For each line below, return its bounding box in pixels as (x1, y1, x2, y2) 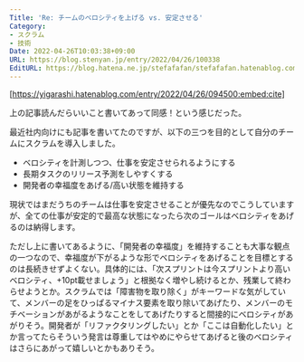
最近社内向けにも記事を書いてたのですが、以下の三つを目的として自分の (9, 126, 279, 137)
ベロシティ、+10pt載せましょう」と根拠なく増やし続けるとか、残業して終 (9, 274, 283, 285)
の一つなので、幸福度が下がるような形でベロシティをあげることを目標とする (9, 252, 294, 262)
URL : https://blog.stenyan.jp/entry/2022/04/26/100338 (9, 55, 221, 64)
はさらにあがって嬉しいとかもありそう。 (9, 342, 160, 353)
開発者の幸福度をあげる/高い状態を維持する (22, 179, 185, 190)
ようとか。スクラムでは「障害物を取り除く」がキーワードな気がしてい (24, 286, 287, 297)
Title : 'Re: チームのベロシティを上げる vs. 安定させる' (9, 13, 204, 23)
